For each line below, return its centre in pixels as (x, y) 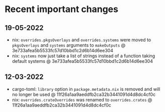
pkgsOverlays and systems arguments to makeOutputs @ (69, 45)
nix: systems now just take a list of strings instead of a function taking (84, 56)
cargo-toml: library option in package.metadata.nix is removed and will (86, 89)
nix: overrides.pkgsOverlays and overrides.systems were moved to (81, 40)
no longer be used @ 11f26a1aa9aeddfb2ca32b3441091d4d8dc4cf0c (84, 94)
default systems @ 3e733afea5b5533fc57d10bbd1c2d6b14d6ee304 (82, 61)
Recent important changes (62, 9)
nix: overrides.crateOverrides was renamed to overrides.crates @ (82, 99)
